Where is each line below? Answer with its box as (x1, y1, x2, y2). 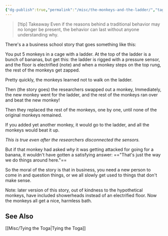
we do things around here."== (5, 157, 67, 163)
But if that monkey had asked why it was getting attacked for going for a (5, 146, 154, 152)
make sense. (5, 177, 31, 183)
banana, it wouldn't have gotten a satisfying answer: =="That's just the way (5, 151, 161, 157)
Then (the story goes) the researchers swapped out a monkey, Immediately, (5, 86, 161, 92)
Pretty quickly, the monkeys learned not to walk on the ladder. (5, 76, 133, 82)
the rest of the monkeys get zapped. (5, 67, 80, 73)
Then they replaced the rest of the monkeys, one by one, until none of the (5, 106, 157, 112)
